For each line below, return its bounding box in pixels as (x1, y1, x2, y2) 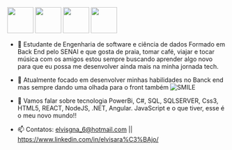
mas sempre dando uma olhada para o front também (17, 83, 169, 91)
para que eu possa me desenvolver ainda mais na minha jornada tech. (17, 62, 219, 70)
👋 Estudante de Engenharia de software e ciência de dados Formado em (17, 40, 225, 48)
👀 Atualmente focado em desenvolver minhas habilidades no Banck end (17, 76, 224, 84)
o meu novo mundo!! (17, 111, 77, 119)
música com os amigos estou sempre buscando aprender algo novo (17, 55, 213, 63)
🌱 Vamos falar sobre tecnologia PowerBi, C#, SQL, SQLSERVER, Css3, (17, 97, 219, 105)
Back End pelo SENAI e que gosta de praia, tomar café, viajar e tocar (17, 48, 215, 56)
